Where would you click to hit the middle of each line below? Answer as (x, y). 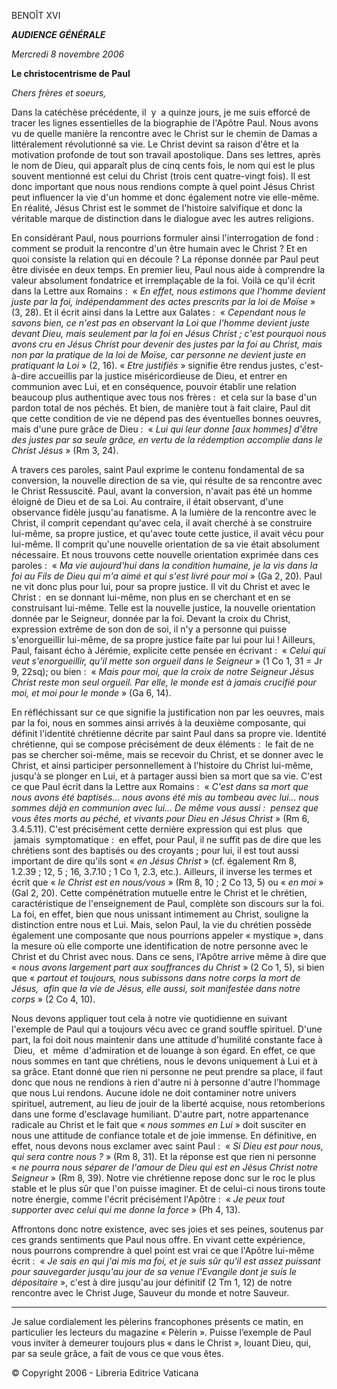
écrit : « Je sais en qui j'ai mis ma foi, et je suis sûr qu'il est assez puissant (166, 1261)
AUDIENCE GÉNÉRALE (58, 34)
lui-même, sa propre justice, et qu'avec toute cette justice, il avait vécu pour (167, 533)
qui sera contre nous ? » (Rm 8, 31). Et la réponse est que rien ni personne (164, 1156)
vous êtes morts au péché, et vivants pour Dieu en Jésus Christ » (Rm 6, (160, 818)
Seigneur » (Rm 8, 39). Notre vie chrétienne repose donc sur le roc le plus (163, 1178)
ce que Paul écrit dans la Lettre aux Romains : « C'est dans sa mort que (160, 786)
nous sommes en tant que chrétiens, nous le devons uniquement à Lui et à (164, 1061)
